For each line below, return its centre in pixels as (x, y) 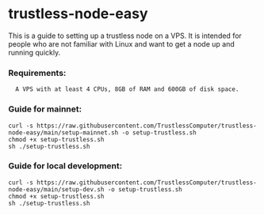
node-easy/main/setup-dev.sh (56, 189)
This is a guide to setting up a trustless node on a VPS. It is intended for (125, 36)
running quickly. (34, 52)
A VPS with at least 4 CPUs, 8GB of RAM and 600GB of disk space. (127, 89)
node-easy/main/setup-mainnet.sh (63, 132)
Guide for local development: (65, 166)
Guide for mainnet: (45, 109)
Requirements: (37, 73)
